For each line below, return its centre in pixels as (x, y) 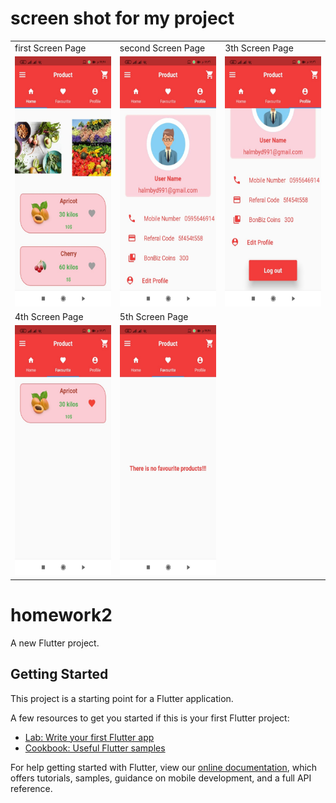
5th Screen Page (154, 317)
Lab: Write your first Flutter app (89, 737)
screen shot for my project (122, 18)
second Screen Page (162, 48)
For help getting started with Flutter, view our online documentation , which (164, 767)
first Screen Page (50, 48)
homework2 (61, 615)
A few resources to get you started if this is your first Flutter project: (150, 718)
